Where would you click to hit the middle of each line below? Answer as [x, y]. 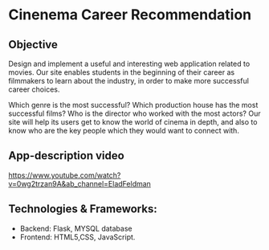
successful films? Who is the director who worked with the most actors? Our [134, 113]
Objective [33, 45]
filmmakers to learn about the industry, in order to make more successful [128, 81]
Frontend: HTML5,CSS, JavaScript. [77, 237]
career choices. [34, 89]
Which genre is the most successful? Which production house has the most [133, 105]
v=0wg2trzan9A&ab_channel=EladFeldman [79, 183]
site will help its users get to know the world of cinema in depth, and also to [133, 122]
